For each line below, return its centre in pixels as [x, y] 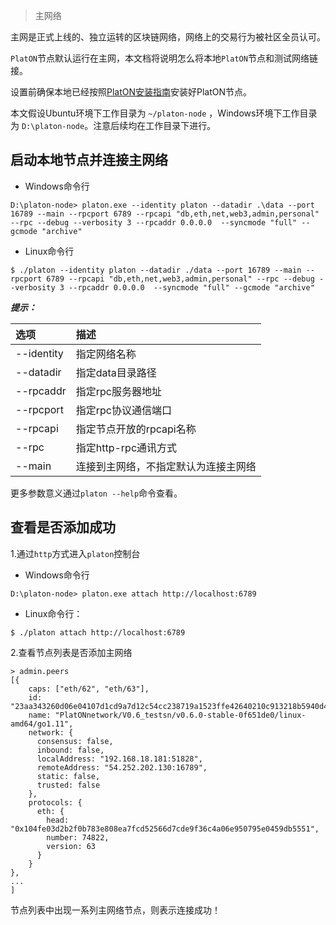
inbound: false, [70, 750]
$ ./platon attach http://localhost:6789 [98, 632]
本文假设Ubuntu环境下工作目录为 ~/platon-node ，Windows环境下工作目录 [164, 113]
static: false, [68, 776]
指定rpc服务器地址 [118, 391]
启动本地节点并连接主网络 [89, 160]
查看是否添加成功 [63, 527]
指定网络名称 [106, 354]
